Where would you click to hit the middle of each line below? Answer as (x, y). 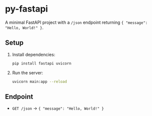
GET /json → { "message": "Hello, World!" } (58, 108)
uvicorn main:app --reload (39, 82)
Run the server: (28, 73)
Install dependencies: (34, 54)
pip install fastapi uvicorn (42, 63)
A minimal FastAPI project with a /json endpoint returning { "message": (76, 22)
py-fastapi (27, 9)
